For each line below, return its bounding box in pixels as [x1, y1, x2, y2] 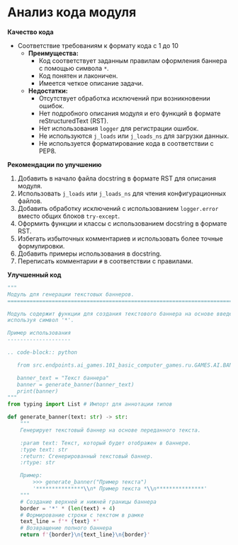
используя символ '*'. [7, 316, 74, 324]
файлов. [17, 196, 42, 205]
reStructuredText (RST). [38, 116, 108, 125]
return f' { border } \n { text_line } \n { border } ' [20, 532, 151, 539]
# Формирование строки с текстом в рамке [20, 511, 144, 519]
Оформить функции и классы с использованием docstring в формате [17, 219, 227, 227]
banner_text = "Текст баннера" [16, 374, 110, 381]
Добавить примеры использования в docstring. [17, 249, 161, 258]
